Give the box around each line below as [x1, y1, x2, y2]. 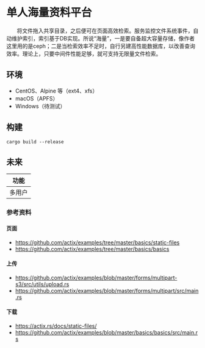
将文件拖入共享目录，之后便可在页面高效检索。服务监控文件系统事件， [16, 27, 193, 34]
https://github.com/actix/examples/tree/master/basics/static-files [15, 238, 180, 246]
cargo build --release [6, 138, 64, 145]
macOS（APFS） [15, 94, 59, 102]
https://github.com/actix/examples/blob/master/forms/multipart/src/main [15, 287, 199, 294]
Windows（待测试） [15, 102, 66, 110]
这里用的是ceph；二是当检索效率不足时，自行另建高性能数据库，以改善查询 [6, 42, 196, 50]
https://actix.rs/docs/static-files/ [15, 322, 97, 330]
